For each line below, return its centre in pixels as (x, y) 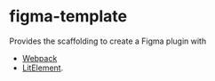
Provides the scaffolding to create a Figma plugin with (108, 41)
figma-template (68, 16)
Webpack (40, 58)
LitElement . (43, 68)
